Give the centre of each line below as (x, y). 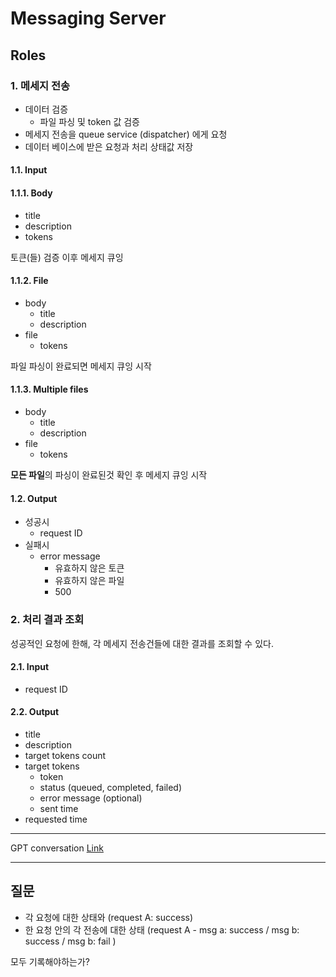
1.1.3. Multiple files (49, 389)
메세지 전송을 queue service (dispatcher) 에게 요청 (126, 134)
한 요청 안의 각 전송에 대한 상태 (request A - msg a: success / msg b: (162, 929)
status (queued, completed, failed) (110, 787)
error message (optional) (91, 798)
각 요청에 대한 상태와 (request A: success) (109, 917)
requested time (56, 819)
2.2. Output (35, 712)
